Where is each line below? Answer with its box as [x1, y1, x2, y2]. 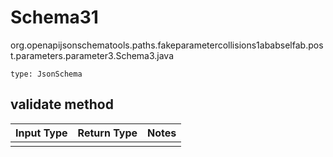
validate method [10, 96, 114, 113]
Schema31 [10, 6, 99, 29]
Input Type [15, 126, 68, 140]
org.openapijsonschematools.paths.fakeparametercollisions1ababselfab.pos [10, 39, 324, 51]
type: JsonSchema [10, 69, 83, 79]
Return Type [77, 126, 138, 140]
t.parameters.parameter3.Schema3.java [10, 49, 175, 61]
